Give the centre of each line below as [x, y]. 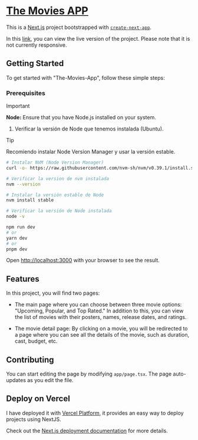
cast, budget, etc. [36, 341]
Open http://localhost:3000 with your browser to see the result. [83, 260]
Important [18, 106]
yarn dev [17, 238]
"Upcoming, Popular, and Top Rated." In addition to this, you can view [99, 311]
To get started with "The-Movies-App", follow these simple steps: [85, 77]
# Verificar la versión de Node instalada [59, 211]
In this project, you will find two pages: [53, 293]
